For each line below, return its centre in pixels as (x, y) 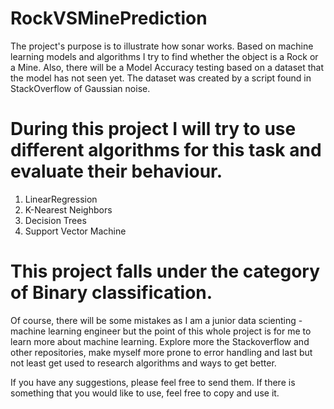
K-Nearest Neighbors (68, 209)
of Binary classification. (111, 293)
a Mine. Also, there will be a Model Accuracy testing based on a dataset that (167, 67)
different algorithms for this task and (166, 150)
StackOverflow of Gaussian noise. (80, 88)
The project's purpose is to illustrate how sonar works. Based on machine (162, 46)
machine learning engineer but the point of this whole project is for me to (161, 331)
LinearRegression (61, 199)
